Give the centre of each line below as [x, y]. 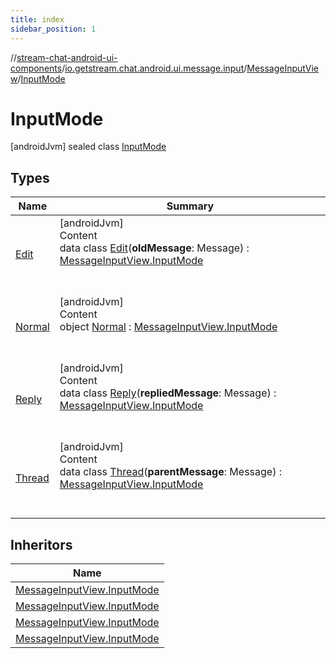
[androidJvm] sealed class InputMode [88, 147]
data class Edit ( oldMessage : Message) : [154, 248]
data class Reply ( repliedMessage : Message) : [168, 393]
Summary [190, 206]
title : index [37, 19]
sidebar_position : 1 [53, 29]
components [36, 68]
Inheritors [41, 544]
